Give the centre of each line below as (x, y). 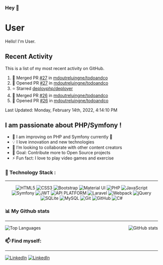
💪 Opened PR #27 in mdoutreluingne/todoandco (60, 83)
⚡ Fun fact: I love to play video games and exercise (63, 158)
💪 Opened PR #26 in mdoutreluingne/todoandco (60, 100)
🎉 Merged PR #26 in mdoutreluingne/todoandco (60, 95)
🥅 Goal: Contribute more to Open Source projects (61, 153)
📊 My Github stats (27, 211)
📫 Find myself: (23, 241)
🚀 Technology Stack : (31, 173)
